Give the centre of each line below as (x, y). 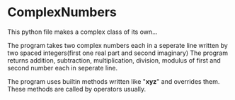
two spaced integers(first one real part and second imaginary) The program (118, 53)
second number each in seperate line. (63, 68)
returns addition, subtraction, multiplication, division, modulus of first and (114, 60)
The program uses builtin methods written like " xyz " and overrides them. (114, 81)
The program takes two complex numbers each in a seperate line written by (117, 45)
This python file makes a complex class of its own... (82, 32)
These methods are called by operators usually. (77, 89)
